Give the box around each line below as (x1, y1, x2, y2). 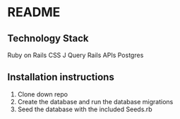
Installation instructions (7, 71, 114, 83)
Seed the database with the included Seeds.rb (17, 105, 153, 113)
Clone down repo (17, 89, 68, 99)
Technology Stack (7, 32, 89, 44)
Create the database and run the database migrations (17, 97, 174, 106)
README (7, 4, 61, 20)
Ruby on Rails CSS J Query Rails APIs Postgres (7, 51, 144, 59)
